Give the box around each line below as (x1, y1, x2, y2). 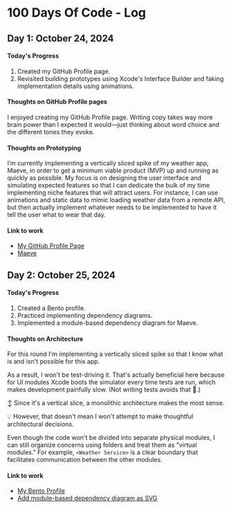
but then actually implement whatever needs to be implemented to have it (7, 203, 217, 212)
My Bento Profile (17, 487, 66, 495)
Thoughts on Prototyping (7, 143, 82, 152)
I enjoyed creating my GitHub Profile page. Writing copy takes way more (7, 113, 213, 121)
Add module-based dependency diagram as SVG (17, 494, 158, 503)
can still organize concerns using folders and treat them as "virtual (7, 441, 197, 449)
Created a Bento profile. (17, 303, 86, 312)
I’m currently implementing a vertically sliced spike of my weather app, (7, 159, 209, 168)
